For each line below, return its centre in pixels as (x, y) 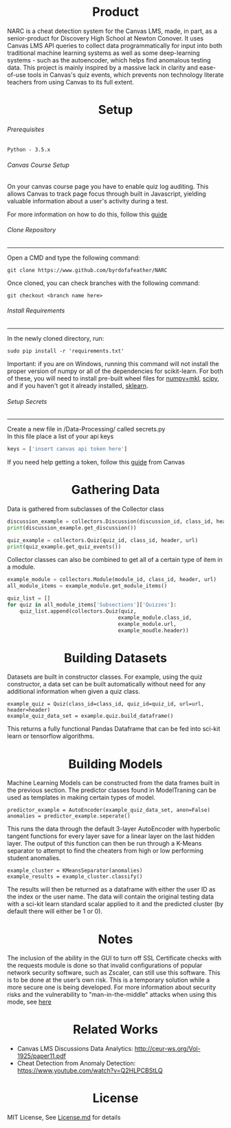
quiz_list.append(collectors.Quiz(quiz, (78, 611)
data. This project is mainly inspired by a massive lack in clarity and (102, 67)
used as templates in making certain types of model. (81, 798)
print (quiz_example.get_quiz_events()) (64, 547)
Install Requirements (36, 311)
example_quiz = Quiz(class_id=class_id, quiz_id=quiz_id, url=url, (106, 704)
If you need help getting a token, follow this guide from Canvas (96, 462)
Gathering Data (115, 490)
